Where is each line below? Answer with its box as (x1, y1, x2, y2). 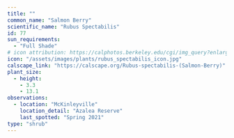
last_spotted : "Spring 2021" (19, 114, 104, 121)
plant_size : (7, 68, 42, 75)
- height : (13, 75, 42, 82)
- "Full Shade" (13, 43, 58, 49)
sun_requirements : (7, 36, 61, 43)
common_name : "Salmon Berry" (7, 17, 92, 24)
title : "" (7, 10, 36, 17)
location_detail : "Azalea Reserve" (19, 107, 123, 114)
